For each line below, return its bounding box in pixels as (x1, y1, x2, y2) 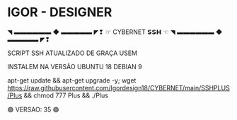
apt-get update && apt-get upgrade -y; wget (7, 76, 137, 85)
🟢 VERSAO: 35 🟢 (7, 105, 59, 114)
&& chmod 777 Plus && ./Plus (23, 91, 108, 100)
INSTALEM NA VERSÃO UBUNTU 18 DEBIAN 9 (7, 62, 143, 71)
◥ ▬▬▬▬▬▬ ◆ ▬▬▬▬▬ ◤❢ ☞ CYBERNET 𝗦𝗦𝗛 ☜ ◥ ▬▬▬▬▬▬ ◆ (7, 28, 223, 36)
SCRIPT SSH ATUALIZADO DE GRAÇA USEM (7, 49, 138, 57)
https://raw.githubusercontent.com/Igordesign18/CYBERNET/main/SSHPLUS (7, 83, 230, 92)
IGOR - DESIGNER (7, 4, 112, 20)
